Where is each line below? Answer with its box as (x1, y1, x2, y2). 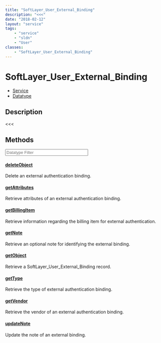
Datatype (12, 93, 31, 99)
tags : (5, 26, 16, 31)
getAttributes (5, 184, 34, 190)
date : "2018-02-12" (5, 17, 46, 22)
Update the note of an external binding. (5, 331, 86, 337)
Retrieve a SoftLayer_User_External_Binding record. (5, 264, 111, 270)
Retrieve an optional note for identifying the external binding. (5, 241, 130, 247)
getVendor (5, 298, 28, 304)
